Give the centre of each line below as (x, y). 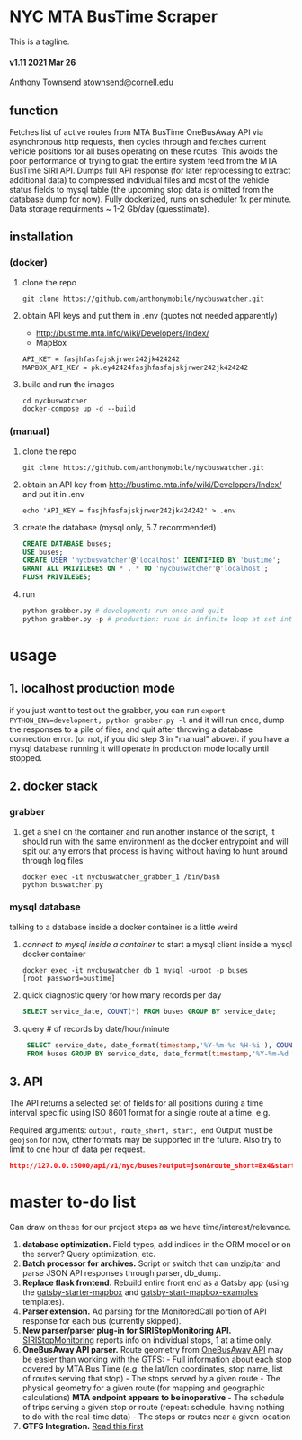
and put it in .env (53, 494)
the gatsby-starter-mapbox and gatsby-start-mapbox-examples (140, 1292)
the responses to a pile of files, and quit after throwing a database (131, 729)
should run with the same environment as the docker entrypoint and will (155, 841)
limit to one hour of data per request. (77, 1149)
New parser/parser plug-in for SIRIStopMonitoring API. (127, 1331)
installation (41, 237)
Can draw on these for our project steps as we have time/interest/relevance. (151, 1227)
